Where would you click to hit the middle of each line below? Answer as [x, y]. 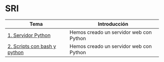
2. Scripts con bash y [32, 46]
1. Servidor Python [29, 35]
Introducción [113, 24]
